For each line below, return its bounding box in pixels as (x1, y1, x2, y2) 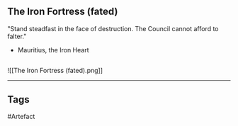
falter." (7, 32, 27, 40)
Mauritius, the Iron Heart (17, 45, 89, 54)
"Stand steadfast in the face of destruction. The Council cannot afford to (7, 24, 219, 33)
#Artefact (7, 113, 35, 121)
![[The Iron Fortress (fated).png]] (7, 67, 103, 75)
